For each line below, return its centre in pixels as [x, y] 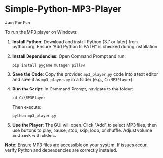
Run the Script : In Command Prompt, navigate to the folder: [73, 89]
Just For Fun [18, 23]
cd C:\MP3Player [29, 98]
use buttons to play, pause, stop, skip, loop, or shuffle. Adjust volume [82, 130]
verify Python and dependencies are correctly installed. [61, 150]
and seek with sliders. [34, 135]
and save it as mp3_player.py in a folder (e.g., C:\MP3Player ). [73, 79]
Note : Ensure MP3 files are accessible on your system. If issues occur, [77, 145]
